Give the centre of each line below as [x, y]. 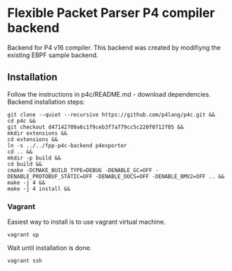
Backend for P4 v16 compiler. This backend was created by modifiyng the [114, 47]
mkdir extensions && [38, 133]
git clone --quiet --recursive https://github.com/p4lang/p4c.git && [111, 114]
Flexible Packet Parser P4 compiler [111, 13]
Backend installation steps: [46, 102]
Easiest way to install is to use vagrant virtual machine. [86, 222]
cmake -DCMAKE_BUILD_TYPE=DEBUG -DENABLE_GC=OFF [80, 170]
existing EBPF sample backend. [53, 55]
